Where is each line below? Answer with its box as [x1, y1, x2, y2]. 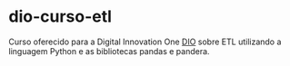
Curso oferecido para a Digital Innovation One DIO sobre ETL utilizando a [8, 36, 282, 47]
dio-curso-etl [8, 6, 113, 27]
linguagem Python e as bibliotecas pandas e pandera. [8, 45, 210, 56]
